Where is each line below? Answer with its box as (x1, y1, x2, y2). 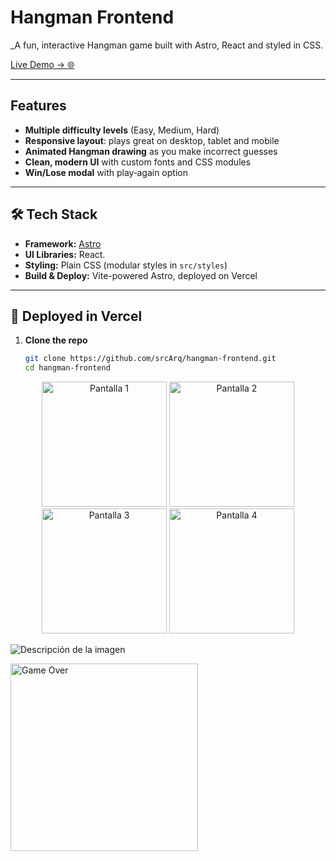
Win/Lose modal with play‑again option (24, 166, 188, 178)
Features (10, 97, 67, 115)
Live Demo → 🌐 (10, 58, 75, 70)
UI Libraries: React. (24, 248, 106, 260)
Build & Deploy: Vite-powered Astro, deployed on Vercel (24, 269, 258, 281)
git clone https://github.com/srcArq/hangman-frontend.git (24, 354, 277, 364)
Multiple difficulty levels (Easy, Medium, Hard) (24, 124, 220, 136)
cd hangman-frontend (24, 363, 111, 373)
